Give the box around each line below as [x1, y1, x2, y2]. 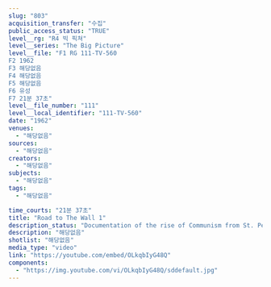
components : [8, 259, 48, 267]
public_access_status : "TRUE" [8, 27, 110, 35]
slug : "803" [8, 11, 48, 20]
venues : [8, 124, 35, 132]
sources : [8, 139, 38, 148]
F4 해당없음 [8, 72, 42, 80]
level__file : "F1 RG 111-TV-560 [8, 49, 117, 57]
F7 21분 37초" [8, 94, 52, 102]
